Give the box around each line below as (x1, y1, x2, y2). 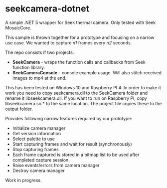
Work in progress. (5, 177, 42, 183)
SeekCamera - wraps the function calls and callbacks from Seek (12, 59, 146, 65)
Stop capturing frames (12, 146, 59, 152)
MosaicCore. (5, 24, 31, 30)
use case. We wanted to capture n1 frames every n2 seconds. (5, 39, 132, 45)
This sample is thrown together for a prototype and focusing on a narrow (5, 34, 155, 40)
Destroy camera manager (12, 168, 65, 174)
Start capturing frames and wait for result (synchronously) (12, 141, 132, 147)
